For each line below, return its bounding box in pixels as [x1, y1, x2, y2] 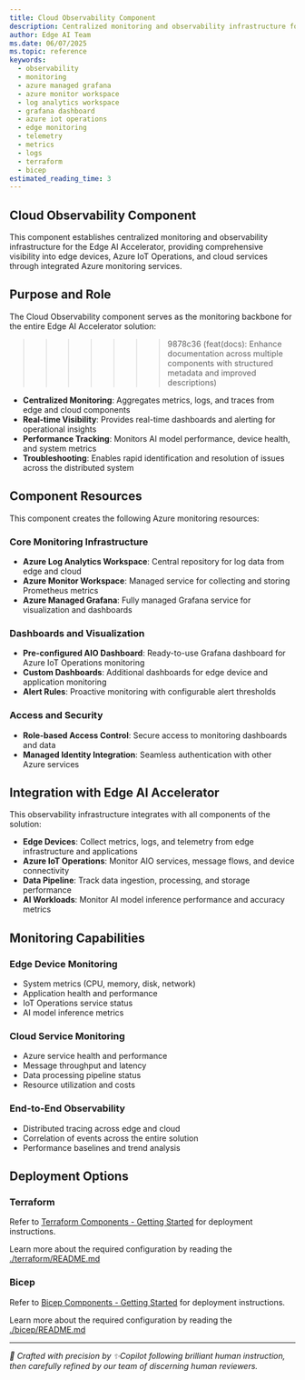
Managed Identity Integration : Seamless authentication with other [22, 749, 272, 760]
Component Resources [9, 488, 143, 505]
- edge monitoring [17, 124, 88, 133]
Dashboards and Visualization [9, 626, 145, 639]
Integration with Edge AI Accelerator [9, 785, 220, 800]
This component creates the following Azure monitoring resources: [9, 513, 261, 524]
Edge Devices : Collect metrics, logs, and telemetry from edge [22, 836, 254, 847]
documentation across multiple [167, 347, 283, 359]
